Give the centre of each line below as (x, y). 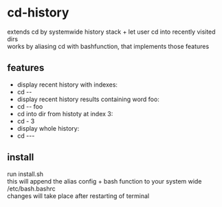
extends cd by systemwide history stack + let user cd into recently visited (111, 32)
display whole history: (48, 128)
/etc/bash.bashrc (32, 188)
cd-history (38, 13)
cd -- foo (30, 106)
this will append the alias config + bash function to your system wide (104, 181)
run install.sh (25, 174)
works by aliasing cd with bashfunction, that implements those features (108, 46)
